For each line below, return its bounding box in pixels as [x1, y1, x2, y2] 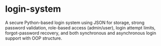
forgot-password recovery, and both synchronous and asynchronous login [5, 30, 157, 36]
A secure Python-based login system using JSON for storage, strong [5, 20, 145, 25]
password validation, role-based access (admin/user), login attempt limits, [5, 24, 156, 30]
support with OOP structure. [5, 35, 63, 41]
